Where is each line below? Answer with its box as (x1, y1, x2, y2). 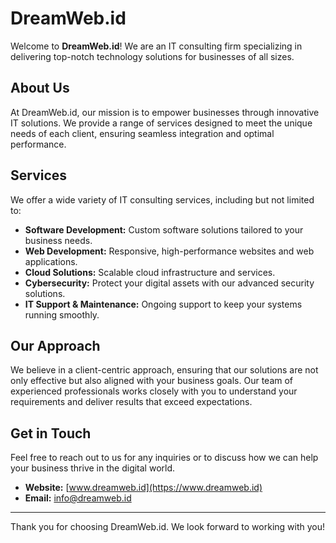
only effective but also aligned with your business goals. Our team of (10, 375, 294, 387)
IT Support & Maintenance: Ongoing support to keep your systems (24, 298, 303, 310)
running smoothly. (24, 308, 100, 321)
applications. (24, 255, 78, 267)
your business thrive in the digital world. (10, 462, 176, 474)
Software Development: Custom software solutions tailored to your (24, 223, 304, 236)
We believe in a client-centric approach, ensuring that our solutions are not (10, 364, 319, 376)
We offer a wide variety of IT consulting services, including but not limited (10, 193, 315, 206)
